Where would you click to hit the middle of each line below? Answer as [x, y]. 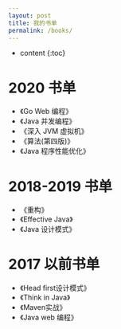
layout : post [30, 16]
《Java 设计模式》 [48, 229]
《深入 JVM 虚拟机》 [54, 131]
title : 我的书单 [33, 23]
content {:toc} [43, 53]
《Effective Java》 [46, 219]
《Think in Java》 [45, 298]
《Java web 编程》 [49, 317]
